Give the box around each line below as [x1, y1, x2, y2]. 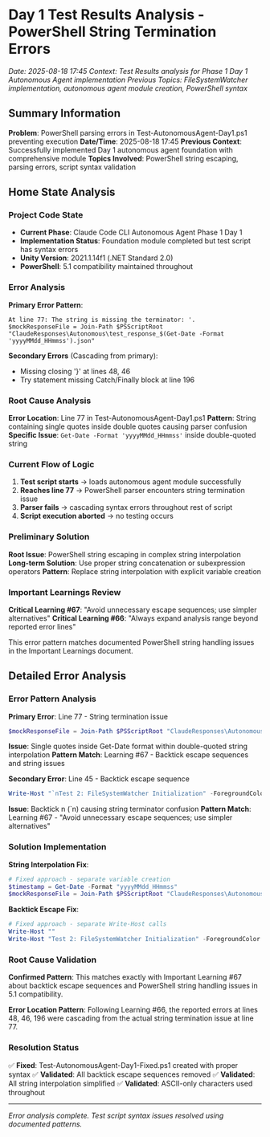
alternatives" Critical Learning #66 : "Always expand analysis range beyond [8, 613, 259, 623]
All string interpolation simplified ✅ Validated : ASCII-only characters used [8, 1078, 253, 1088]
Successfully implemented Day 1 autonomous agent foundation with [8, 145, 233, 154]
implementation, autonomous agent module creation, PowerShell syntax [8, 83, 247, 93]
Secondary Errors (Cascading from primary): [8, 351, 158, 361]
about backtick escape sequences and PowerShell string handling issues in [8, 981, 259, 991]
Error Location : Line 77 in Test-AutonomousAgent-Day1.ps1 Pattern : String [8, 414, 256, 423]
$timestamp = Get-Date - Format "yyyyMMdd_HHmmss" [8, 882, 178, 890]
